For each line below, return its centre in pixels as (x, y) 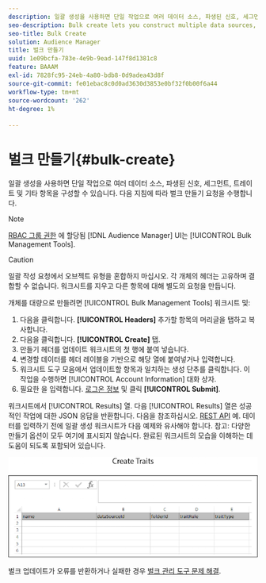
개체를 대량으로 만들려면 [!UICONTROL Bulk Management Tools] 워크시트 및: (129, 303)
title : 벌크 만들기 (36, 50)
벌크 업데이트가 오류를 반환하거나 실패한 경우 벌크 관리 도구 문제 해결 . (115, 571)
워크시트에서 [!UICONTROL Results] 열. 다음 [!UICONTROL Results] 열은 (123, 406)
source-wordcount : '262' (49, 100)
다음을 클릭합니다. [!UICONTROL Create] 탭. (90, 339)
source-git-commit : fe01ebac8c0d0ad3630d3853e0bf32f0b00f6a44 (113, 83)
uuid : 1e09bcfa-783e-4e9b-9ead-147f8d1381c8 (83, 59)
